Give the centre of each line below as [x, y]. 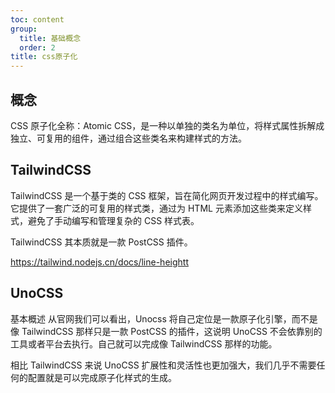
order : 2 [37, 47]
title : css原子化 [44, 57]
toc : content [37, 19]
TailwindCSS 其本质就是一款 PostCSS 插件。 [101, 242]
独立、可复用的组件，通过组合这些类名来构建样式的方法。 [128, 138]
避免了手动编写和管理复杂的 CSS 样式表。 [113, 220]
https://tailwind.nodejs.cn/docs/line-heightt [99, 262]
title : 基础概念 [50, 38]
